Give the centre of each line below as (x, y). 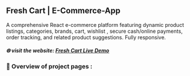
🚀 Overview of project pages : (49, 66)
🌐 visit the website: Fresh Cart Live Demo (58, 51)
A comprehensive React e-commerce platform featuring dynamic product (95, 25)
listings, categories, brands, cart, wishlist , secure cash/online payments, (94, 31)
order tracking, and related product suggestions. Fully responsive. (86, 37)
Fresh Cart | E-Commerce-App (63, 11)
